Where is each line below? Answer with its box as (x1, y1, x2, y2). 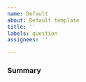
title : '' (7, 23, 36, 30)
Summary (7, 66, 42, 76)
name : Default (7, 10, 49, 18)
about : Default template (7, 17, 80, 24)
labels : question (7, 29, 58, 37)
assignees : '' (7, 36, 49, 43)
